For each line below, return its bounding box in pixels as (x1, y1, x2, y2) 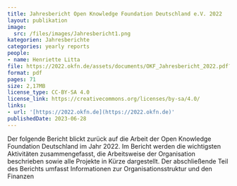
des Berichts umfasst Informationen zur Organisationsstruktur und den (7, 164, 213, 173)
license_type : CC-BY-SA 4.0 (7, 89, 90, 96)
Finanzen (7, 172, 35, 180)
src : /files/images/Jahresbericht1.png (13, 30, 131, 37)
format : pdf (7, 69, 42, 76)
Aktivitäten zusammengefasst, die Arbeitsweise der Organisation (7, 149, 196, 158)
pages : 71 (7, 75, 37, 83)
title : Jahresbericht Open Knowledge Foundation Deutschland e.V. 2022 (7, 10, 222, 18)
